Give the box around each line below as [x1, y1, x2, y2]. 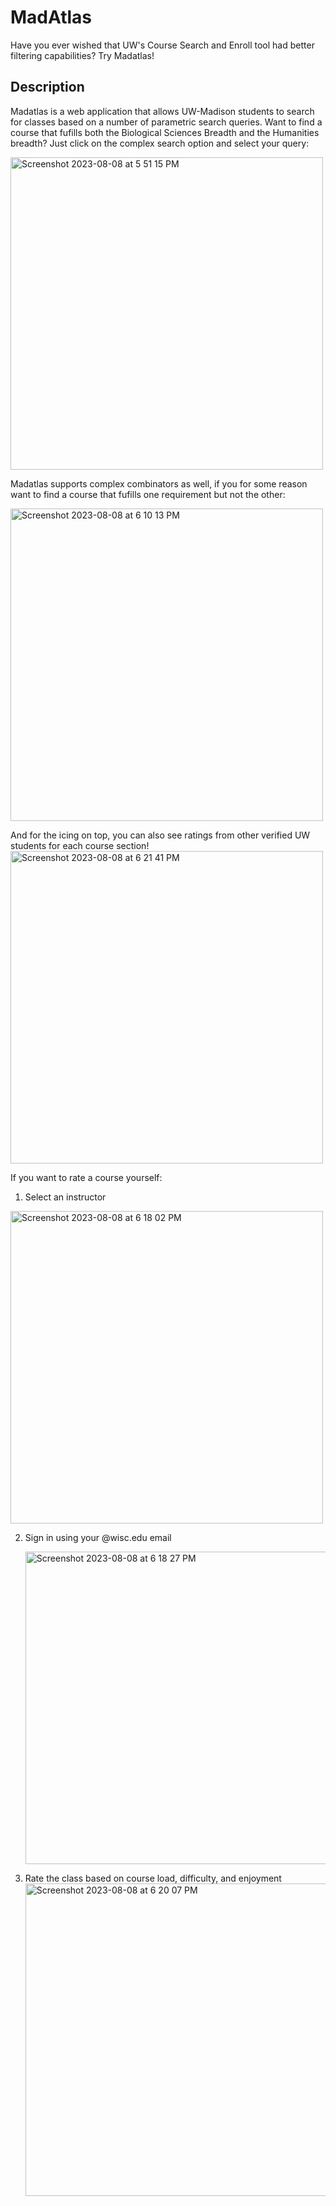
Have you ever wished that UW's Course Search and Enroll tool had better [10, 39, 315, 51]
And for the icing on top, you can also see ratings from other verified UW [10, 829, 311, 841]
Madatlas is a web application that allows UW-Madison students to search [10, 105, 315, 117]
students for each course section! [10, 839, 150, 851]
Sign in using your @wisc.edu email [24, 1531, 172, 1543]
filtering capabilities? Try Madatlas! [10, 49, 155, 61]
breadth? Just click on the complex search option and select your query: [10, 137, 310, 149]
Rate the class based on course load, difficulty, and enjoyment [24, 1872, 282, 1884]
